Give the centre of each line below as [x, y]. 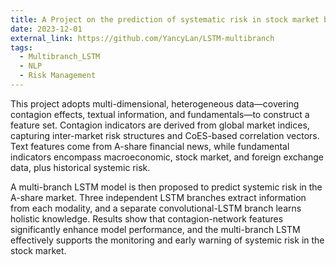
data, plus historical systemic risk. [80, 167]
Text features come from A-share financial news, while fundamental [150, 146]
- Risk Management [58, 76]
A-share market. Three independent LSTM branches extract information [158, 197]
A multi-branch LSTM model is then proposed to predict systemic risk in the [166, 187]
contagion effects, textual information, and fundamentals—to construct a [160, 114]
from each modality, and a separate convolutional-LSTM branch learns [156, 208]
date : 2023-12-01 [46, 29]
